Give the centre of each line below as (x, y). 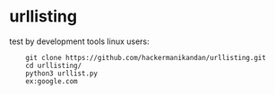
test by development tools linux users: (79, 41)
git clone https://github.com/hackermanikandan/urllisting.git (146, 57)
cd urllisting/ (54, 65)
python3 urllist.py (62, 73)
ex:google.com (52, 81)
